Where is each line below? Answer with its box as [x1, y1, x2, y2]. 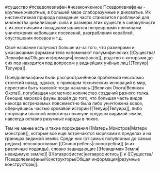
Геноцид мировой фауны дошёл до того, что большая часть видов [5, 95, 143, 101]
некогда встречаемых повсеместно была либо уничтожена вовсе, [5, 101, 144, 106]
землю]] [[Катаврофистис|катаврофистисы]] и [30, 151, 127, 157]
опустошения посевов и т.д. [5, 35, 63, 41]
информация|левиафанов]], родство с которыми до [46, 55, 153, 60]
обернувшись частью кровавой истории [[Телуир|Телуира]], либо [5, 105, 142, 111]
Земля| [125, 146, 140, 152]
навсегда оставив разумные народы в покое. [5, 116, 99, 121]
